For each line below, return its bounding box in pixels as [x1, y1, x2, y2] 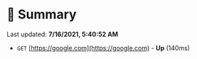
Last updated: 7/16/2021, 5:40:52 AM [6, 30, 119, 38]
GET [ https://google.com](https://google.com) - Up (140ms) [16, 43, 190, 52]
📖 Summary [6, 6, 77, 23]
